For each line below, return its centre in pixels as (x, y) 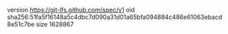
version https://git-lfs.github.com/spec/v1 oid (71, 10)
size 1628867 (55, 24)
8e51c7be (21, 24)
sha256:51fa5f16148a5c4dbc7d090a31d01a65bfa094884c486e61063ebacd (115, 17)
